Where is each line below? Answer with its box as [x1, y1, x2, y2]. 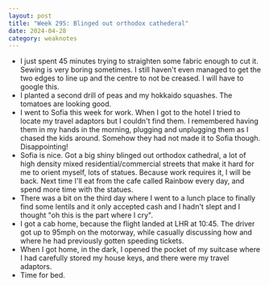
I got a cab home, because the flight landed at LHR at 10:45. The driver [19, 219, 255, 229]
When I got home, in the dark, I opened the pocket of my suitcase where [19, 245, 260, 255]
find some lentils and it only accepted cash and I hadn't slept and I [19, 202, 241, 212]
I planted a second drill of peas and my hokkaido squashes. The [19, 90, 233, 101]
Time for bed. [19, 271, 66, 280]
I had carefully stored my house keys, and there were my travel [19, 253, 230, 263]
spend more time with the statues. [19, 184, 134, 194]
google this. [19, 82, 60, 92]
